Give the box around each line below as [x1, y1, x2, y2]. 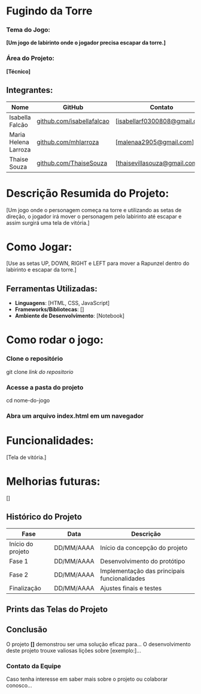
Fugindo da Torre [6, 4, 93, 18]
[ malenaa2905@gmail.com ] [115, 138, 194, 146]
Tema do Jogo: [6, 26, 51, 34]
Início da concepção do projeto [100, 544, 188, 552]
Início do [9, 539, 33, 548]
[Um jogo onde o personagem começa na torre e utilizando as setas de [6, 206, 182, 213]
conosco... [6, 682, 32, 689]
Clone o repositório [6, 355, 63, 363]
